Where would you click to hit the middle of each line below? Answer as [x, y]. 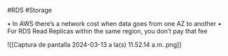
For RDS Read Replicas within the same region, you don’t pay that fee [108, 31]
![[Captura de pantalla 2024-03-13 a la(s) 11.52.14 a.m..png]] [94, 44]
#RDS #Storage [30, 10]
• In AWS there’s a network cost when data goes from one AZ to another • [115, 23]
